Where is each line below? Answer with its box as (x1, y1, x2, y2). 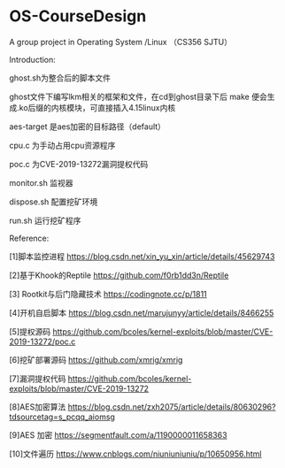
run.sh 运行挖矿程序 (9, 215, 81, 226)
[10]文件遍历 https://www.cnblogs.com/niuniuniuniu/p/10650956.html (9, 449, 262, 459)
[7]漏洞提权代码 (9, 373, 66, 384)
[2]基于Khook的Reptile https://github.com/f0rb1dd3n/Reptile (9, 270, 229, 280)
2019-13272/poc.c (9, 336, 76, 347)
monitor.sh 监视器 (9, 177, 73, 188)
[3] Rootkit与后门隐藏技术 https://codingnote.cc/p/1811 (9, 288, 208, 299)
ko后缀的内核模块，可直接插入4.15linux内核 (19, 102, 176, 112)
